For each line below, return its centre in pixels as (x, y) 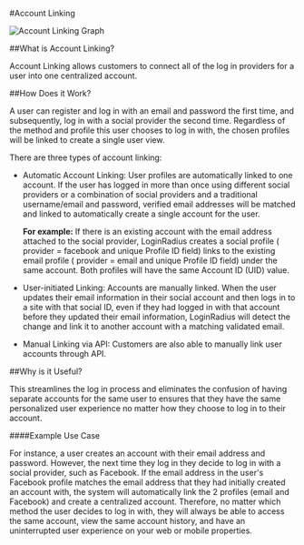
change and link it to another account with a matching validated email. (153, 326)
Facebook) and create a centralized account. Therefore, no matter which (145, 501)
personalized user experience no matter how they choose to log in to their (147, 408)
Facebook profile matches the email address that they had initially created (147, 482)
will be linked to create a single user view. (87, 140)
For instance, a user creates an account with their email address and (137, 453)
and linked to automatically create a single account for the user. (141, 214)
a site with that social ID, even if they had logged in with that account (151, 307)
